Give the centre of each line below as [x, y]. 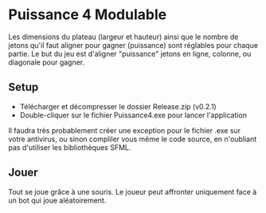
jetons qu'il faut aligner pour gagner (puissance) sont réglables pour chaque [133, 45]
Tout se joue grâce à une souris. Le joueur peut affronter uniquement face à [133, 191]
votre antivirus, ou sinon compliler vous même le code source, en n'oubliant [133, 139]
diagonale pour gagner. [47, 62]
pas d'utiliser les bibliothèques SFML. [70, 147]
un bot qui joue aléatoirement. [57, 200]
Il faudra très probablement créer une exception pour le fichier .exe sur [125, 130]
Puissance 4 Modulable [88, 15]
